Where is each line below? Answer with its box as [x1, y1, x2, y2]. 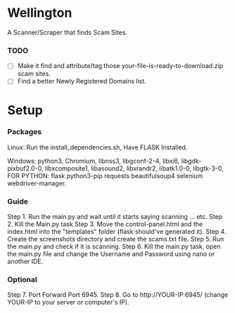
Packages [7, 127, 42, 137]
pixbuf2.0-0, [7, 164, 44, 173]
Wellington [7, 5, 72, 21]
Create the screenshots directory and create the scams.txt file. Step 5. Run [7, 235, 224, 244]
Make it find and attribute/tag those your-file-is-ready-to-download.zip [17, 62, 224, 70]
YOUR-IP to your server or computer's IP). [7, 298, 129, 307]
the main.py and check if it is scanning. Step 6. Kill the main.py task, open [7, 242, 221, 251]
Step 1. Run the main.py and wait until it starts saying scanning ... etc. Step [7, 213, 223, 221]
